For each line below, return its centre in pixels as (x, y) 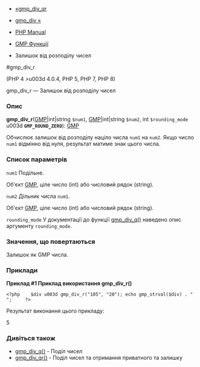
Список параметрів (37, 159)
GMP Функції (32, 44)
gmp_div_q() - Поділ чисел (49, 351)
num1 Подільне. (25, 173)
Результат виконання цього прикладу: (55, 311)
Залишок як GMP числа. (37, 254)
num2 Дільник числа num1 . (38, 196)
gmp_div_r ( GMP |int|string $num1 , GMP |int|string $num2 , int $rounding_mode (97, 120)
